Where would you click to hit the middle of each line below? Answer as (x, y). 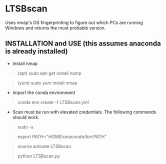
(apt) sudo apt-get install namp (49, 73)
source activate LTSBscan (44, 146)
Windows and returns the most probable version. (55, 27)
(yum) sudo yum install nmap (47, 82)
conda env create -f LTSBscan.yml (53, 102)
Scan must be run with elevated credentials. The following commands (84, 112)
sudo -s (25, 127)
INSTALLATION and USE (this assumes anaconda (83, 44)
